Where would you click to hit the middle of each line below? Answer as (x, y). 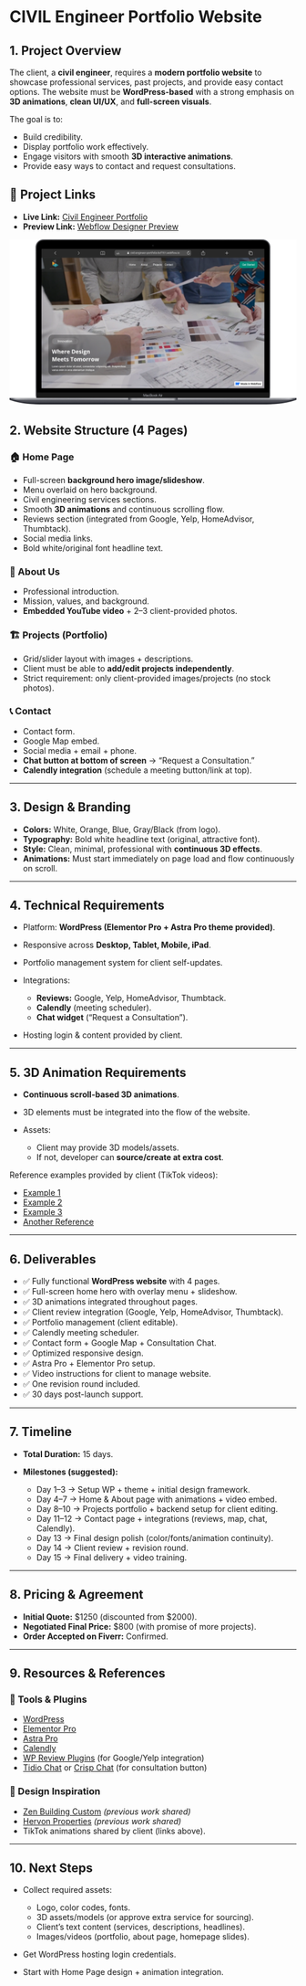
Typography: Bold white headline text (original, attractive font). (141, 839)
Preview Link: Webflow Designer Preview (101, 227)
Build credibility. (53, 137)
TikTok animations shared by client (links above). (114, 1831)
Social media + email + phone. (80, 750)
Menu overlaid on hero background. (90, 490)
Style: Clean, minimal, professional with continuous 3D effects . (142, 849)
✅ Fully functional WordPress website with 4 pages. (121, 1282)
